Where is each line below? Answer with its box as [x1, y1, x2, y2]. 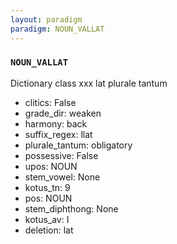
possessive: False [24, 149, 99, 161]
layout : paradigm [10, 14, 83, 25]
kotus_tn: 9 [24, 181, 71, 193]
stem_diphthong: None [24, 202, 119, 215]
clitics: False [24, 96, 77, 108]
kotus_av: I [24, 213, 70, 225]
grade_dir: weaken [24, 107, 102, 119]
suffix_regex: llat [24, 128, 93, 140]
